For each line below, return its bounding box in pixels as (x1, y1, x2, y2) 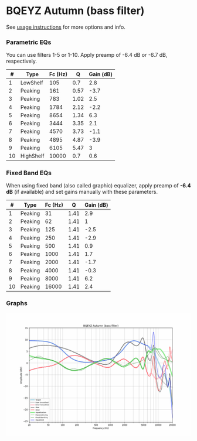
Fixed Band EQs (6, 169, 52, 177)
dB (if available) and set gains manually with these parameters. (6, 189, 158, 196)
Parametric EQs (6, 38, 52, 46)
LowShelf (20, 79, 43, 86)
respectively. (6, 57, 37, 65)
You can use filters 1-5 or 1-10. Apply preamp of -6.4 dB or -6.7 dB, (6, 52, 168, 59)
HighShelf (20, 152, 45, 159)
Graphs (6, 299, 28, 307)
